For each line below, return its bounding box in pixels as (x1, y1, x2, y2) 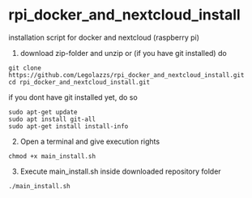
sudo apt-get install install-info (8, 122, 129, 131)
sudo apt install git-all (8, 115, 96, 123)
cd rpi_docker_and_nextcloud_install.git (8, 78, 151, 86)
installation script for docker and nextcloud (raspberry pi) (8, 32, 200, 42)
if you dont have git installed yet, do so (8, 92, 138, 102)
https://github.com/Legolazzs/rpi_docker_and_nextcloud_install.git (8, 71, 245, 79)
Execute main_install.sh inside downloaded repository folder (19, 166, 221, 176)
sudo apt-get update (8, 108, 79, 116)
